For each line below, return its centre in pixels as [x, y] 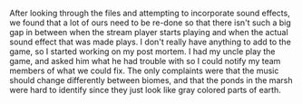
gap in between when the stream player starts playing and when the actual [149, 32]
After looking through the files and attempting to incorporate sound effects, [150, 13]
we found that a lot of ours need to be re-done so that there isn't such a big [151, 23]
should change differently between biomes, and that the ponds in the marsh [151, 80]
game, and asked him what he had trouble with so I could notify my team [145, 61]
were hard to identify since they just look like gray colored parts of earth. [145, 90]
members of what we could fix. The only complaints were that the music [144, 71]
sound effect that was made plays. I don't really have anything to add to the [151, 42]
